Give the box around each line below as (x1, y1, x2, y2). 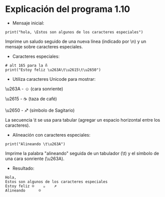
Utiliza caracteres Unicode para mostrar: (12, 76, 96, 82)
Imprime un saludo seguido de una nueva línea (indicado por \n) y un (5, 38, 147, 44)
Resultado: (12, 165, 35, 171)
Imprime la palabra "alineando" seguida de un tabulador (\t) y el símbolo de (5, 150, 159, 156)
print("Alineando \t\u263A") (5, 141, 66, 147)
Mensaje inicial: (12, 20, 45, 26)
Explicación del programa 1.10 (5, 3, 130, 15)
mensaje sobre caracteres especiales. (5, 43, 83, 49)
